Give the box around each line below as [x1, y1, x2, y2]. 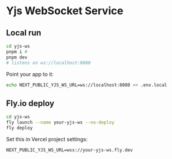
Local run [6, 28, 41, 38]
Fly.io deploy [6, 98, 55, 108]
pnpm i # [6, 48, 28, 54]
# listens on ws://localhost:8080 [6, 60, 91, 66]
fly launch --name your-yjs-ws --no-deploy [6, 119, 115, 125]
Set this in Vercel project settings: [6, 135, 88, 142]
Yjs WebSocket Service [6, 4, 124, 18]
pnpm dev [6, 54, 28, 60]
